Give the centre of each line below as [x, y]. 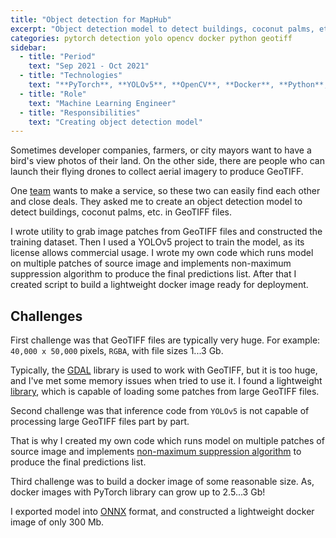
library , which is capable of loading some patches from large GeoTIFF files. [165, 392]
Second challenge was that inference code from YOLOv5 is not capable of [160, 411]
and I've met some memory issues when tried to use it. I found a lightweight [166, 381]
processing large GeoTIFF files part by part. [100, 422]
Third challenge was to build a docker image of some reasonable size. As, [162, 482]
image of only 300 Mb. [57, 522]
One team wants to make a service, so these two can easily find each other [165, 191]
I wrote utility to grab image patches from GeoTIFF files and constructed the [166, 232]
